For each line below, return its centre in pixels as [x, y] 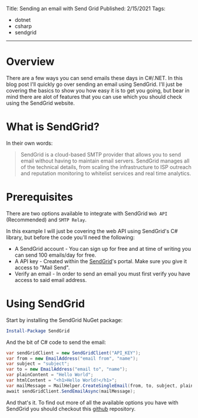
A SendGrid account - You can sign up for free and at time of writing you [103, 248]
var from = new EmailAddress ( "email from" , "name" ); [72, 359]
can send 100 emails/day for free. [55, 255]
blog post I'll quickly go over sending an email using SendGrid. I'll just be [94, 84]
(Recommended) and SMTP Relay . [47, 220]
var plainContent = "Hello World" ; [50, 375]
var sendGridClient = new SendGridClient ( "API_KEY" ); [74, 353]
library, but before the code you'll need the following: [70, 237]
